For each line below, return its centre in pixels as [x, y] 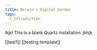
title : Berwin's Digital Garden [38, 10]
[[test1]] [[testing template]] [33, 42]
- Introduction [25, 19]
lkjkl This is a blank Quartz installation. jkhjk [49, 33]
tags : [10, 14]
